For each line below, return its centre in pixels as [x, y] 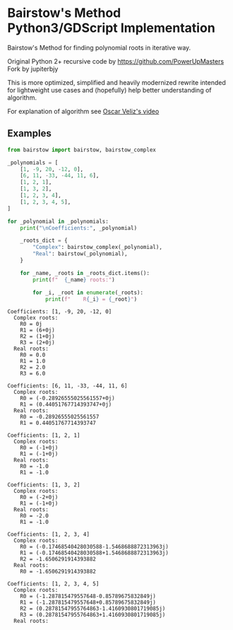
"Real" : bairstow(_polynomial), [80, 254]
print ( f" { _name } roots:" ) [74, 280]
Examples [29, 133]
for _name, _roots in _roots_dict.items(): [85, 273]
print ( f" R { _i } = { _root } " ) [91, 299]
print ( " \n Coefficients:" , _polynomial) [79, 228]
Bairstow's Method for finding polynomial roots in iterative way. [99, 47]
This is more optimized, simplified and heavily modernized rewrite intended [116, 82]
